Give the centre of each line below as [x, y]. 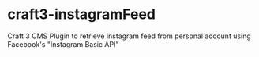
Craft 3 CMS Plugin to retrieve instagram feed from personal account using [129, 36]
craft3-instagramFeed [81, 14]
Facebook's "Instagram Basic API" [63, 44]
